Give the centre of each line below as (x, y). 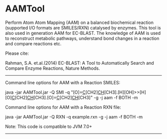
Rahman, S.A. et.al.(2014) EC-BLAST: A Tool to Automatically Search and (80, 63)
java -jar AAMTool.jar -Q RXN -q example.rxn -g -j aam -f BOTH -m (74, 117)
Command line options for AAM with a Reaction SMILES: (63, 82)
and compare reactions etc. (33, 43)
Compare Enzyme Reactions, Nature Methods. (53, 68)
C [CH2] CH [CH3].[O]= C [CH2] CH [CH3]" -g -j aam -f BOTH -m (75, 97)
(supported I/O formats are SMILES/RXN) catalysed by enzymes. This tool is (83, 27)
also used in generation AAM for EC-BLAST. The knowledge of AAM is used (83, 33)
